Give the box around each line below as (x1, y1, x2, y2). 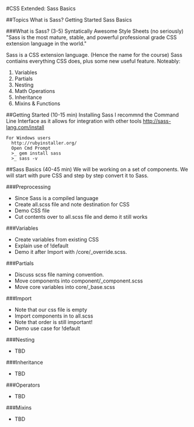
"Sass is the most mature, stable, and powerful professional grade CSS (6, 34, 177, 40)
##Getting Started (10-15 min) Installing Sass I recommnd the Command (6, 111, 179, 118)
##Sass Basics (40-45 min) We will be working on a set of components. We (6, 166, 188, 173)
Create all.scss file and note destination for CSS (14, 201, 130, 208)
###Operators (6, 381, 40, 388)
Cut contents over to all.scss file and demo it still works (14, 213, 148, 220)
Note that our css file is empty (14, 307, 88, 313)
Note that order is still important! (14, 319, 93, 325)
